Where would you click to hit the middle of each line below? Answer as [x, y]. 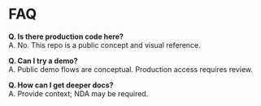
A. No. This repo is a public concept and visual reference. [104, 45]
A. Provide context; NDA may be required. [78, 93]
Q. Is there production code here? [66, 36]
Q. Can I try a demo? [43, 61]
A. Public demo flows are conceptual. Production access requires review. [131, 69]
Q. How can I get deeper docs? [61, 85]
